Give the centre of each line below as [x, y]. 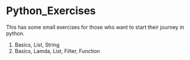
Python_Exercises [51, 11]
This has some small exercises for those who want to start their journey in [95, 27]
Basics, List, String [37, 45]
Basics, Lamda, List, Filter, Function [57, 51]
